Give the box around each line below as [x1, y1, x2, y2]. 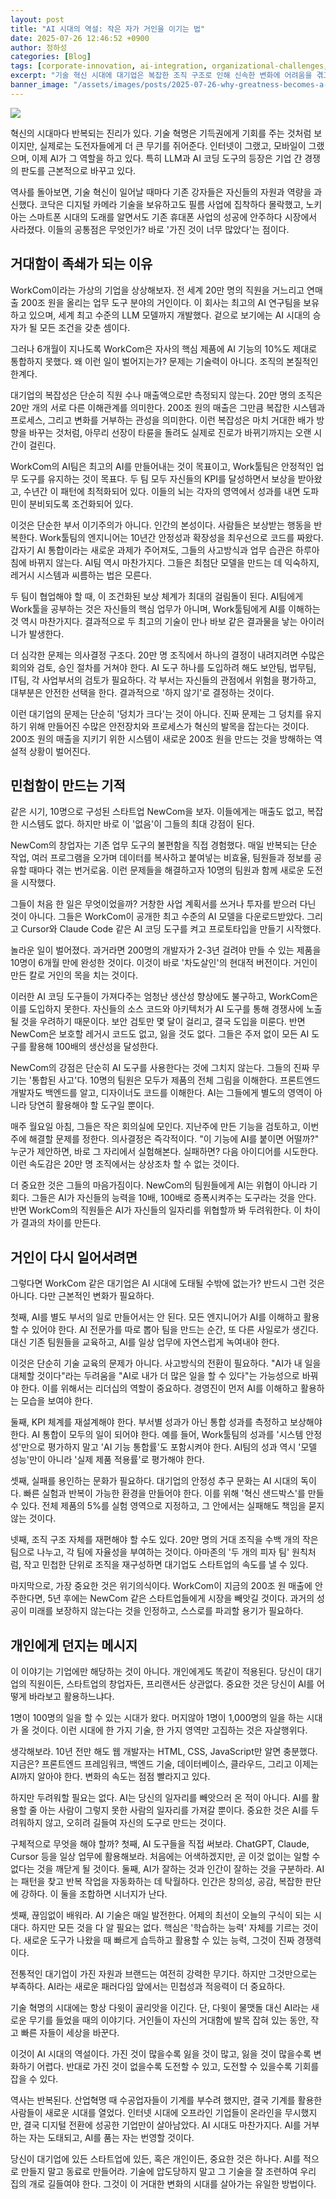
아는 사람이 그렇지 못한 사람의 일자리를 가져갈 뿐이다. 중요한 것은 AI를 [39, 1804, 309, 1816]
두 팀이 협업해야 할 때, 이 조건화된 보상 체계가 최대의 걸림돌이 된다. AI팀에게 [10, 590, 304, 602]
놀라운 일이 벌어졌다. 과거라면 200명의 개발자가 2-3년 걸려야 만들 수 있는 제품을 [10, 944, 322, 956]
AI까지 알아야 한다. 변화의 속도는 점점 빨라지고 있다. [10, 1771, 211, 1782]
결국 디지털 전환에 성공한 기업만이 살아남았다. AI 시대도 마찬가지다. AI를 [23, 2119, 302, 2131]
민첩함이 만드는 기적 [10, 777, 126, 794]
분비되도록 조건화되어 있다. [28, 497, 134, 510]
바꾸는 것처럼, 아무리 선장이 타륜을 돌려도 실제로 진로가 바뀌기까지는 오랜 [28, 426, 312, 438]
